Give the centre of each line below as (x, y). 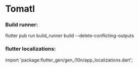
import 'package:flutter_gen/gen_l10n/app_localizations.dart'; (69, 60)
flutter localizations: (31, 49)
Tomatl (20, 9)
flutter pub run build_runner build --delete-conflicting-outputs (70, 36)
